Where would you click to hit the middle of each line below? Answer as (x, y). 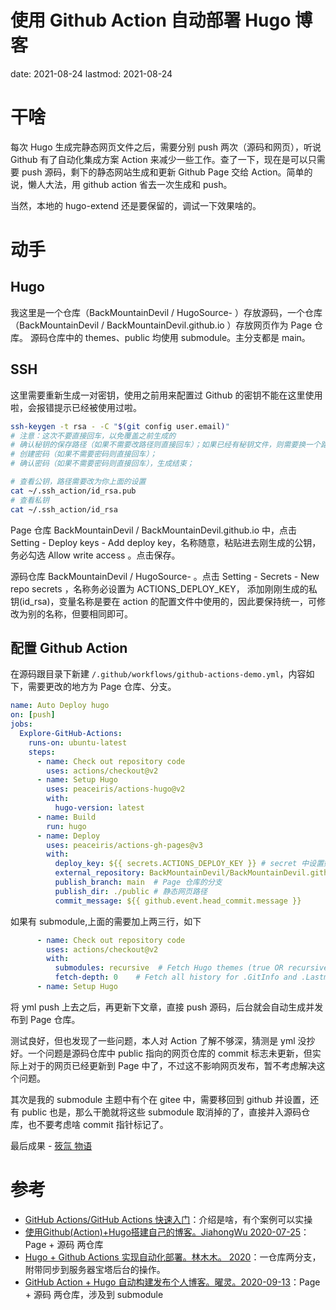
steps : (42, 752)
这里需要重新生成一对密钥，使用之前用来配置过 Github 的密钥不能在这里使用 (166, 395)
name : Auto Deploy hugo (60, 706)
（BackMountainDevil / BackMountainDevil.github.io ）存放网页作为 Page (161, 325)
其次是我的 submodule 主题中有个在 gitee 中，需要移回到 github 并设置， (160, 1099)
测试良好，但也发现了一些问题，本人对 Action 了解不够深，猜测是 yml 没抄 (163, 1040)
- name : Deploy (68, 836)
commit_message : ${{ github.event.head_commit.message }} (178, 901)
